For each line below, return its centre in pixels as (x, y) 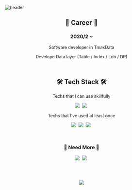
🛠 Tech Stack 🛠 (82, 82)
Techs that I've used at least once (82, 115)
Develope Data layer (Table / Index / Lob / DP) (82, 56)
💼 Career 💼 (82, 23)
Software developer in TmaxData (82, 47)
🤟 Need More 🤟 (82, 147)
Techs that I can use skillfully (82, 96)
